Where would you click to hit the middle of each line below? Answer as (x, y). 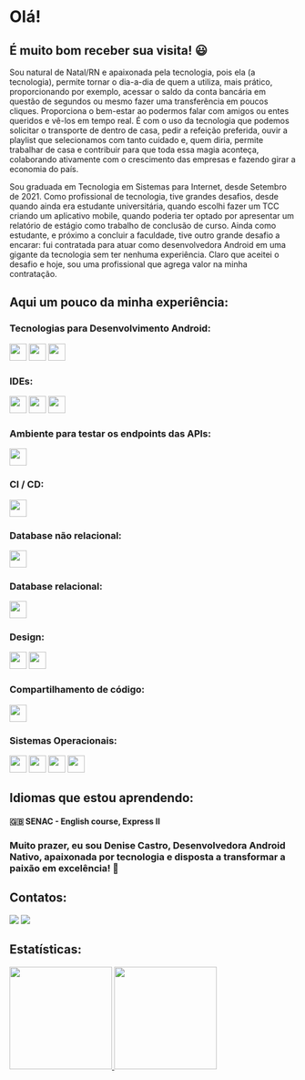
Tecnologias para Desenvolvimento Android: (110, 328)
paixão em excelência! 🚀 (64, 868)
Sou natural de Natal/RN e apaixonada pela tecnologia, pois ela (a (132, 72)
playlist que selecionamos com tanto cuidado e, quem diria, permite (137, 140)
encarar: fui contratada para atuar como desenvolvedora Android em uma (148, 245)
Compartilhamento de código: (77, 690)
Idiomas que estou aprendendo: (102, 798)
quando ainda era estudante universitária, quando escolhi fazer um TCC (144, 206)
